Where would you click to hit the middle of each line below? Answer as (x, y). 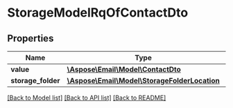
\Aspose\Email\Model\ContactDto (124, 69)
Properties (31, 38)
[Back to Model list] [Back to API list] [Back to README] (87, 98)
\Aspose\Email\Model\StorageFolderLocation (143, 81)
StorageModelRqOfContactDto (98, 13)
